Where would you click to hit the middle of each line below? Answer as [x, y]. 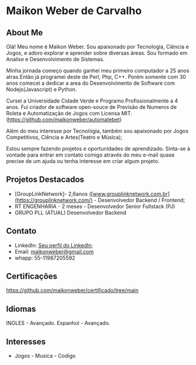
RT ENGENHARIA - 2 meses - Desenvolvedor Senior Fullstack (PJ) [95, 206]
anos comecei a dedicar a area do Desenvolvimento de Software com [91, 83]
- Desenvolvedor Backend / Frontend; [139, 200]
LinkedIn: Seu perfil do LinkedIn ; [54, 245]
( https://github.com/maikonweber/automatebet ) [64, 120]
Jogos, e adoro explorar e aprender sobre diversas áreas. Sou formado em [97, 53]
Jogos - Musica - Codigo [45, 356]
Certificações [32, 276]
